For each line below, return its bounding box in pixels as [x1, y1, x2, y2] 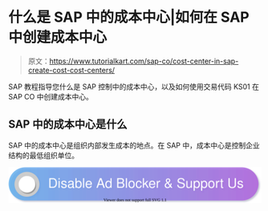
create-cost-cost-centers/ [27, 65, 115, 75]
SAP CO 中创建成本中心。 [8, 91, 94, 101]
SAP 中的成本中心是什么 [8, 118, 128, 132]
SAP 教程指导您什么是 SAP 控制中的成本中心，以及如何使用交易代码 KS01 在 [8, 82, 259, 91]
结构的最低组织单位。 [8, 150, 79, 160]
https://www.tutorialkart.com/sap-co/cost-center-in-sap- [49, 56, 239, 66]
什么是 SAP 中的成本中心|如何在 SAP [8, 8, 250, 26]
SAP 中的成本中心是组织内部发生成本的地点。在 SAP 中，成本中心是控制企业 [8, 140, 260, 150]
